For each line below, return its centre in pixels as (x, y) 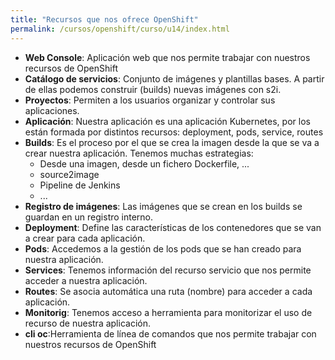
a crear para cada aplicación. (85, 238)
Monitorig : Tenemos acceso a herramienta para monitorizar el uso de (168, 312)
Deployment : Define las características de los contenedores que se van (173, 227)
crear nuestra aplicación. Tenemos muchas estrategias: (139, 153)
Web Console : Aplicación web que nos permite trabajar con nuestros (167, 57)
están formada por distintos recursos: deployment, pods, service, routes (174, 132)
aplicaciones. (52, 110)
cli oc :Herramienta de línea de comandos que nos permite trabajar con (170, 333)
